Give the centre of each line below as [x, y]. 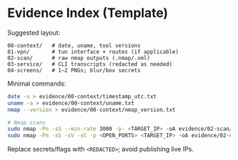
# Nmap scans [27, 122]
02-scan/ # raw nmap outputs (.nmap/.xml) [79, 58]
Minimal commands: [37, 84]
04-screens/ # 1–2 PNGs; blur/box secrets [74, 70]
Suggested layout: [34, 33]
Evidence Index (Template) [88, 13]
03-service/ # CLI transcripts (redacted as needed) [90, 64]
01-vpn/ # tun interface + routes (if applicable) [93, 52]
